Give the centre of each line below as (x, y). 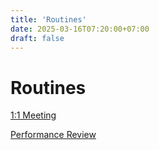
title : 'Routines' (48, 19)
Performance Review (53, 135)
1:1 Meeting (33, 115)
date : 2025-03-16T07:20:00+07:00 (80, 29)
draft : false (37, 38)
